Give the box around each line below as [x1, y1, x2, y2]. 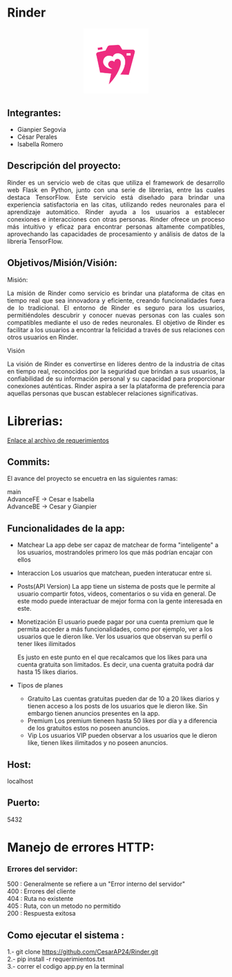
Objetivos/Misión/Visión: [7, 257, 117, 269]
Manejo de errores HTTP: [7, 840, 155, 855]
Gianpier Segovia [17, 125, 67, 133]
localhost [7, 777, 33, 785]
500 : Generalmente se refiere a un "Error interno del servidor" [7, 880, 186, 889]
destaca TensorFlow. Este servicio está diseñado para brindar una [7, 193, 225, 201]
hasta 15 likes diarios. [17, 668, 78, 676]
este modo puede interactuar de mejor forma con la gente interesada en [17, 597, 223, 605]
